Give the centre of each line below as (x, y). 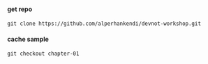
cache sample (28, 39)
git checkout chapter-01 (43, 54)
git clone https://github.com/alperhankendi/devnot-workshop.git (104, 24)
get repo (20, 9)
